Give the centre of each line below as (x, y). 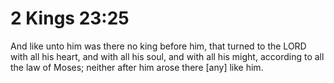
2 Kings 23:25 (70, 18)
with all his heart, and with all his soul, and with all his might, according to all (167, 56)
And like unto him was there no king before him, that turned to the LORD (158, 46)
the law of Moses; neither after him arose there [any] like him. (137, 67)
